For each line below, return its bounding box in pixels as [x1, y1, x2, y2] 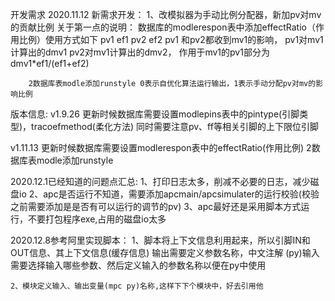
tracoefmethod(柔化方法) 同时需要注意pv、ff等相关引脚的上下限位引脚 [31, 121, 319, 132]
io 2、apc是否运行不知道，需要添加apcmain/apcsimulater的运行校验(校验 [18, 188, 320, 200]
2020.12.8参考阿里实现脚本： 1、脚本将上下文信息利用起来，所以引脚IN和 [10, 234, 311, 246]
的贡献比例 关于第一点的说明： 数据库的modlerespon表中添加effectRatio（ [10, 21, 316, 33]
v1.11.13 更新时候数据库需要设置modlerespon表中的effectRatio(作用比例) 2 [10, 142, 312, 153]
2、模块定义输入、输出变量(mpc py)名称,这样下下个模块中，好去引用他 [10, 281, 264, 291]
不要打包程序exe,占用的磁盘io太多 [27, 213, 167, 225]
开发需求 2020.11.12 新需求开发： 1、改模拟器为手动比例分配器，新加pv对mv [10, 9, 322, 20]
